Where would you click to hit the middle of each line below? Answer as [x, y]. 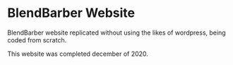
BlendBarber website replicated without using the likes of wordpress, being [116, 32]
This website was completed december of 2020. [78, 54]
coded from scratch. [37, 40]
